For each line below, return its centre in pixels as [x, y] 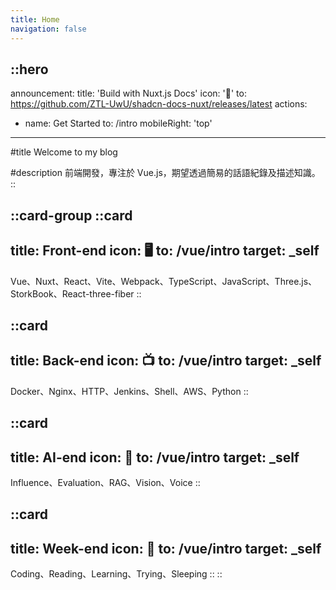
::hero [29, 69]
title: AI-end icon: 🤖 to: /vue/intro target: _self [155, 457]
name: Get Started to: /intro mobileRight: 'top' [118, 123]
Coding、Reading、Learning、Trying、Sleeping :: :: [116, 574]
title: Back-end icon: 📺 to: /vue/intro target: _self [166, 361]
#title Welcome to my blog [64, 152]
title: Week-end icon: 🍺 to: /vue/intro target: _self [166, 548]
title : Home [35, 19]
